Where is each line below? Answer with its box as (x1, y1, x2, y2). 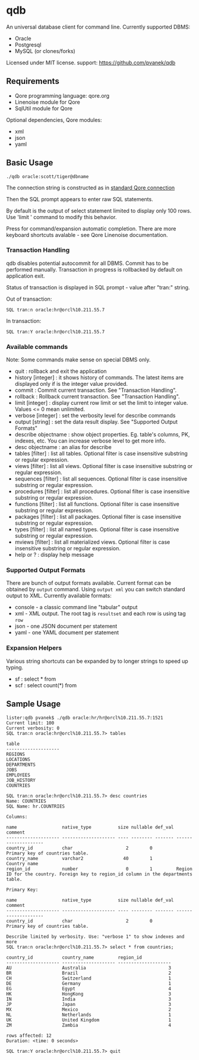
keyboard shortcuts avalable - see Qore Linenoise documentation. (6, 231, 168, 238)
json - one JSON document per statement (14, 623, 118, 630)
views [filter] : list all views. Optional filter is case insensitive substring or (14, 463, 193, 470)
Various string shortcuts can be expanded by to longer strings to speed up (6, 657, 188, 665)
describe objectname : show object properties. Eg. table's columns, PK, (14, 431, 190, 438)
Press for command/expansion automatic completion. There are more (6, 225, 176, 232)
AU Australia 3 (6, 965, 171, 971)
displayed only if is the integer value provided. (14, 381, 128, 388)
